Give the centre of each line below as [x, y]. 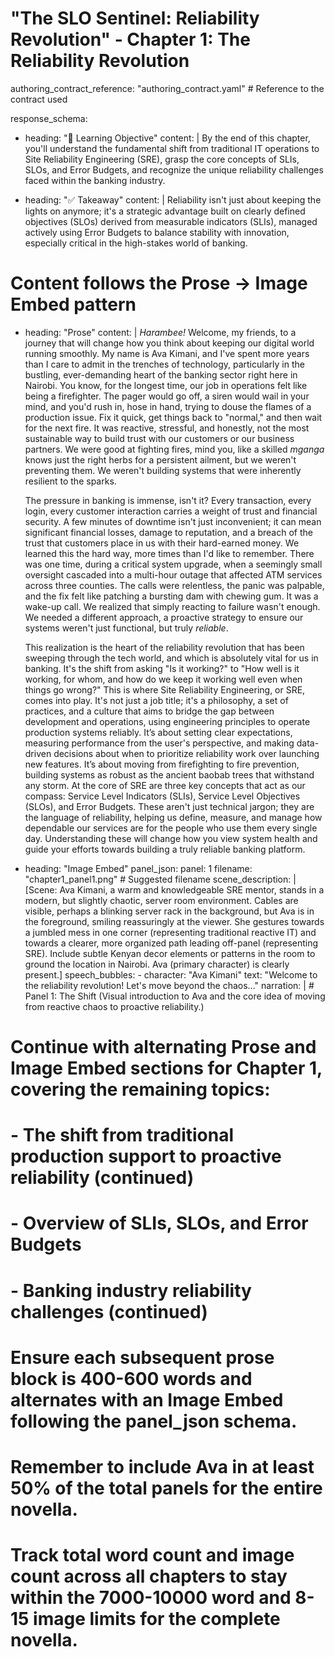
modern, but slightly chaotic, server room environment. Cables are [161, 900]
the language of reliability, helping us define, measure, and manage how [173, 817]
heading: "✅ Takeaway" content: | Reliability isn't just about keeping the [173, 199]
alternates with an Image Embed [147, 1399]
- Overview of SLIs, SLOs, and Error [159, 1223]
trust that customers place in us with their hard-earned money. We [162, 543]
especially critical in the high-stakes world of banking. [136, 243]
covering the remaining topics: [140, 1089]
